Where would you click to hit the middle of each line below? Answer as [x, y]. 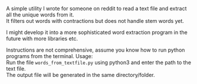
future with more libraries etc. [42, 38]
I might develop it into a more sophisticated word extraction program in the [97, 32]
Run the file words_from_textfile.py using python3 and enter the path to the [99, 62]
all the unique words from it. [40, 15]
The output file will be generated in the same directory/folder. [81, 75]
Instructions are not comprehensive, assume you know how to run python [96, 50]
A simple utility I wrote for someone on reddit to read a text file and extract [96, 9]
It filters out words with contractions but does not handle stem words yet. [95, 21]
